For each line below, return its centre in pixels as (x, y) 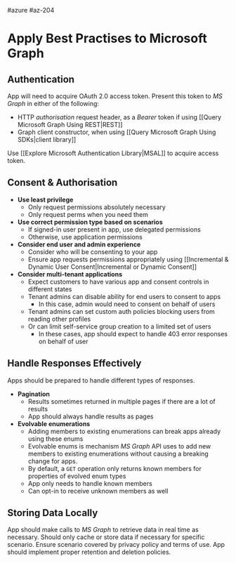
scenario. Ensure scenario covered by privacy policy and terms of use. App (116, 545)
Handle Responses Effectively (74, 363)
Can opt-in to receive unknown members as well (98, 491)
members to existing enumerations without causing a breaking (118, 453)
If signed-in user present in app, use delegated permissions (114, 229)
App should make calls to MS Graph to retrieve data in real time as (103, 530)
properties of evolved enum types (77, 476)
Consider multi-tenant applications (70, 274)
